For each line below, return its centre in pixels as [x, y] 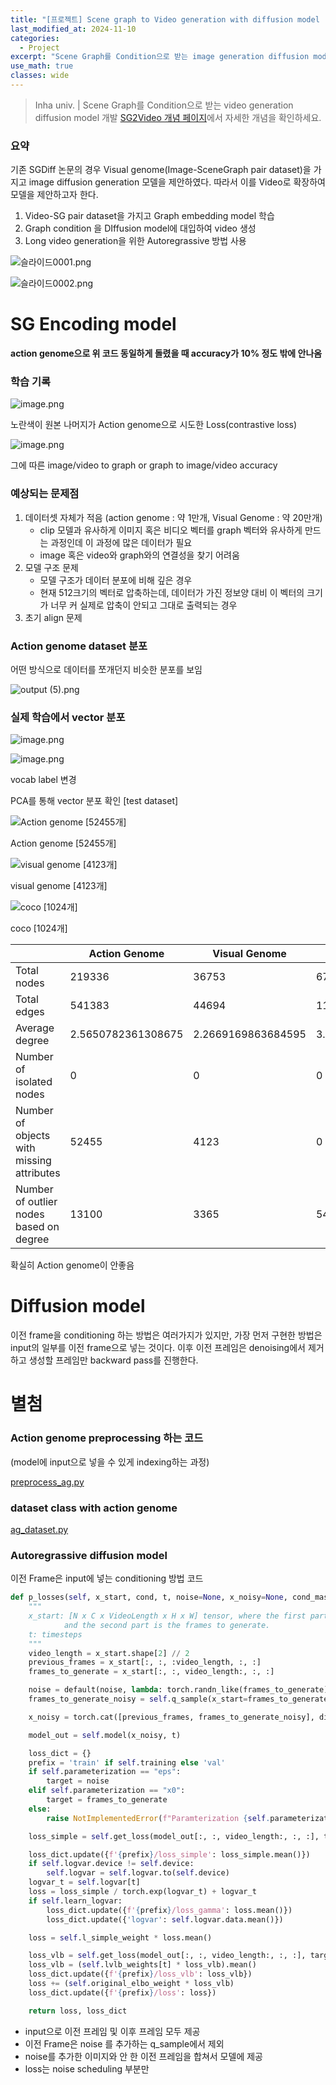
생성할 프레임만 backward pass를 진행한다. [113, 1360]
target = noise [78, 1781]
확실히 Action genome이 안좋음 [72, 1265]
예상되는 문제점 [45, 494]
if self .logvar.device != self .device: [111, 1864]
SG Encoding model [93, 324]
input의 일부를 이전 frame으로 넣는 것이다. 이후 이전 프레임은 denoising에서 [158, 1348]
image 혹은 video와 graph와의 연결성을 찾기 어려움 [139, 555]
